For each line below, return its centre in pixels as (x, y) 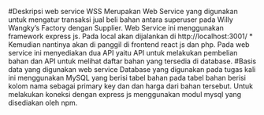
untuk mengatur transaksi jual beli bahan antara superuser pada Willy (121, 20)
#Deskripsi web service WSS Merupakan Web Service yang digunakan (123, 11)
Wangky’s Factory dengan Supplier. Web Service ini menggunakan (116, 28)
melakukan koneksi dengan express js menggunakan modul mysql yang (125, 94)
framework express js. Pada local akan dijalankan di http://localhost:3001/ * (131, 36)
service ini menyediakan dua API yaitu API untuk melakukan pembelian (123, 53)
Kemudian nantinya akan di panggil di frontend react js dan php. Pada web (129, 45)
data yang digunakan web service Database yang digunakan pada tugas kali (132, 69)
